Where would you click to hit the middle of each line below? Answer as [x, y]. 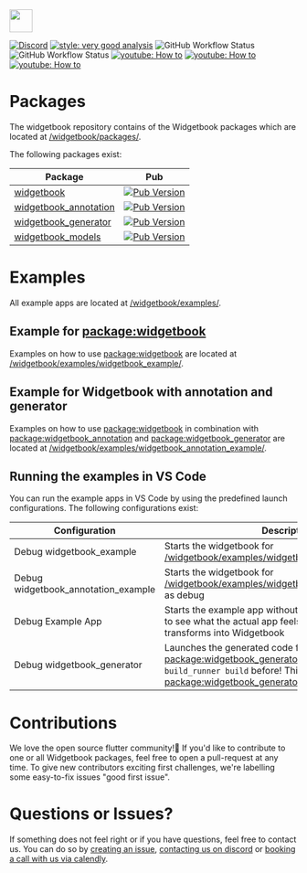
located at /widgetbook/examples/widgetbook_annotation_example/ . [138, 448]
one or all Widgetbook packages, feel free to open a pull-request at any [144, 758]
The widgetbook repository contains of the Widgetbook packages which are [153, 126]
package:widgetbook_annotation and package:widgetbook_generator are [148, 438]
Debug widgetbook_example [75, 552]
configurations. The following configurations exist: [104, 508]
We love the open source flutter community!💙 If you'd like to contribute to [148, 748]
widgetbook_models [58, 237]
